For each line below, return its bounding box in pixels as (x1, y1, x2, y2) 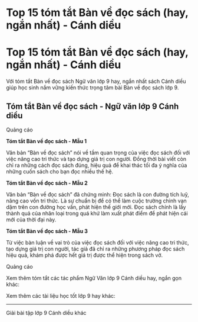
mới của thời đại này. (6, 216, 57, 223)
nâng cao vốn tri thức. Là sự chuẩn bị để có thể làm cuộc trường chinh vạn (6, 197, 187, 204)
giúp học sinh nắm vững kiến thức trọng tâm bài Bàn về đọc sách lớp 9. (6, 84, 179, 91)
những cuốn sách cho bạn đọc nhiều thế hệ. (6, 168, 114, 175)
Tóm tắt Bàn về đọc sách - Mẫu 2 (6, 179, 88, 186)
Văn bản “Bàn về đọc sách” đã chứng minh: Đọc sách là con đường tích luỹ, (6, 191, 190, 198)
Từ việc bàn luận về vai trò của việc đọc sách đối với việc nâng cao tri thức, (6, 239, 189, 246)
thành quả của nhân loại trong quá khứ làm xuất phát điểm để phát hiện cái (6, 210, 188, 217)
